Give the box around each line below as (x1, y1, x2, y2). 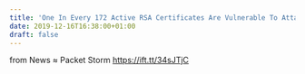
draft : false (9, 30, 59, 39)
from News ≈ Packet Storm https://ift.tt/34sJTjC (9, 55, 189, 66)
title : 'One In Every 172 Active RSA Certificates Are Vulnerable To (9, 13, 279, 23)
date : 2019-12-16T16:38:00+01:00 (9, 22, 136, 31)
